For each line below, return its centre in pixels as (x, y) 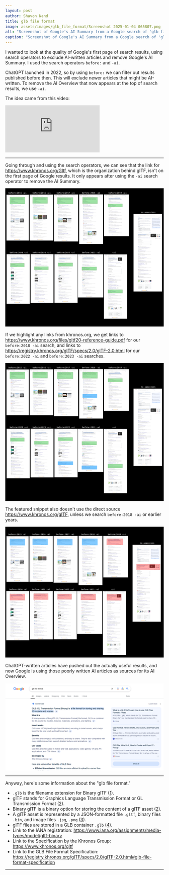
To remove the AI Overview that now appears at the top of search (90, 83)
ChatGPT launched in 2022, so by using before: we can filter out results (80, 72)
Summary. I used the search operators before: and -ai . (63, 63)
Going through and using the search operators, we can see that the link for (82, 165)
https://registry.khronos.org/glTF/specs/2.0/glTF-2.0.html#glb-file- (82, 857)
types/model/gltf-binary (37, 835)
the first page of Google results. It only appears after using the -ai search (81, 176)
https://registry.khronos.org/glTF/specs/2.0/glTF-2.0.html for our (72, 351)
